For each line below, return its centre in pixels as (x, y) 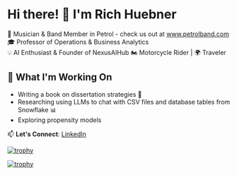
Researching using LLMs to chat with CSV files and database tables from (124, 102)
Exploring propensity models (59, 120)
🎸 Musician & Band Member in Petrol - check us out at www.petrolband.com (118, 34)
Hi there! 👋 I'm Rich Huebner (92, 14)
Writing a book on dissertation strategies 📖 (80, 94)
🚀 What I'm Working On (60, 77)
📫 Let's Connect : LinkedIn (47, 134)
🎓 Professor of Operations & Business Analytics (78, 42)
